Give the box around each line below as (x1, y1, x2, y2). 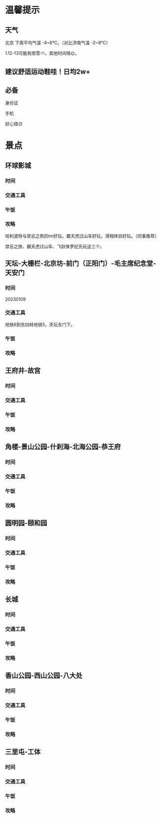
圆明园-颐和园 (5, 519, 47, 528)
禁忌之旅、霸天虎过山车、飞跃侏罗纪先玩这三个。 (5, 243, 104, 249)
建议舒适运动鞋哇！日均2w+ (5, 68, 91, 76)
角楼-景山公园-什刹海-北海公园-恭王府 (5, 443, 121, 451)
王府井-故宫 (5, 367, 41, 375)
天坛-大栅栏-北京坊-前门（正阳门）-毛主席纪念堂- (5, 259, 157, 268)
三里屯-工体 (5, 748, 41, 756)
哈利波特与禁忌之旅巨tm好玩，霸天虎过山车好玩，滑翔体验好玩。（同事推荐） (5, 233, 159, 239)
